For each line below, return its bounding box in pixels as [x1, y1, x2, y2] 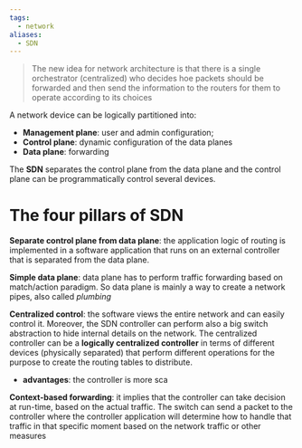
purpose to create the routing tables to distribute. [9, 357, 193, 367]
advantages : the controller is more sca [22, 375, 169, 386]
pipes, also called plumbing [9, 291, 111, 302]
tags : [9, 13, 30, 23]
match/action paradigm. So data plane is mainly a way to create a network [9, 281, 286, 292]
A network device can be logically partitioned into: [9, 110, 197, 120]
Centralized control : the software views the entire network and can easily [9, 309, 285, 319]
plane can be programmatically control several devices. [9, 174, 216, 185]
